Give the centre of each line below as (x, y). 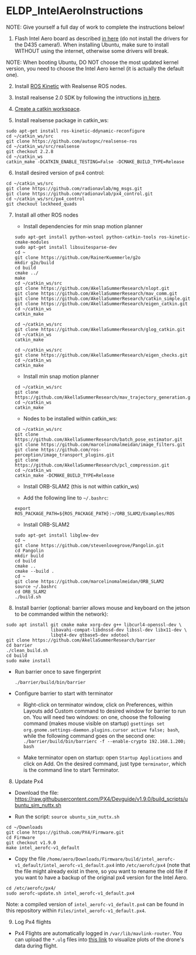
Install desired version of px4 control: (59, 173)
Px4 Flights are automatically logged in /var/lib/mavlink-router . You (98, 933)
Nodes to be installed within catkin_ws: (70, 419)
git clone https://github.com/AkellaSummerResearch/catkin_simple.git (102, 298)
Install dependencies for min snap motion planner (83, 226)
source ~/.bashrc (36, 586)
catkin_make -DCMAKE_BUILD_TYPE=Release (64, 475)
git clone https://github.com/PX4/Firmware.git (65, 832)
